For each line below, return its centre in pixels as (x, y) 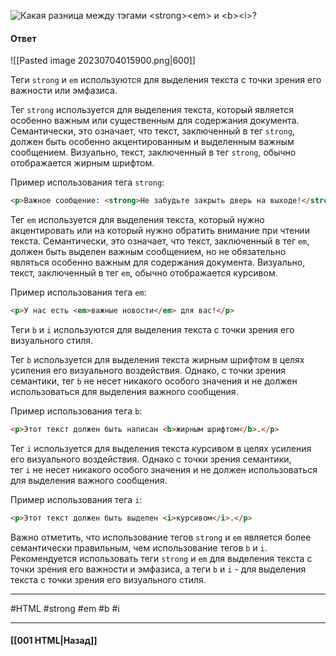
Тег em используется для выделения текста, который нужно (137, 220)
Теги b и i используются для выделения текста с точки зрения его (152, 329)
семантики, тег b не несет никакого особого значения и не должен (154, 381)
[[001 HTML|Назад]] (54, 641)
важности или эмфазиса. (64, 91)
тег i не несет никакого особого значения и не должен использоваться (164, 469)
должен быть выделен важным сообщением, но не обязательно (148, 252)
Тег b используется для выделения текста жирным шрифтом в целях (157, 359)
